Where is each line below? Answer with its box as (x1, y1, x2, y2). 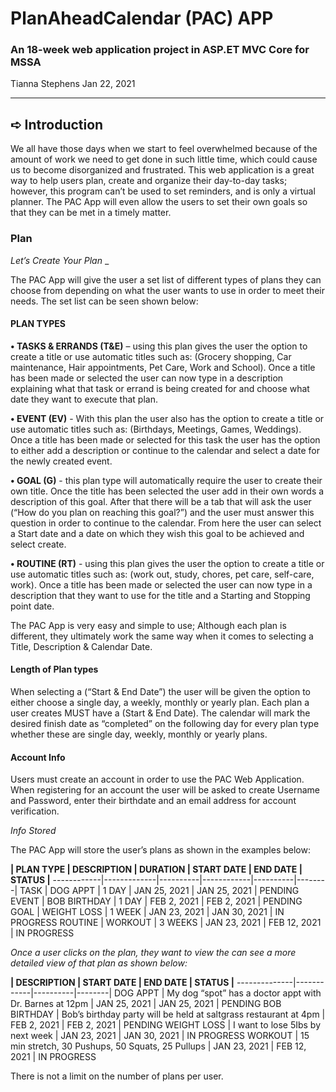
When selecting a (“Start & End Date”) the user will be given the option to (10, 686, 311, 697)
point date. (10, 600, 55, 612)
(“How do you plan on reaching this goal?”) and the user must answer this (10, 506, 315, 518)
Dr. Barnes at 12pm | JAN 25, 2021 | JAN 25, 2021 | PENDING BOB (10, 998, 282, 1010)
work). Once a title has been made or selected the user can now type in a (10, 578, 313, 591)
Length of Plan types (10, 663, 99, 676)
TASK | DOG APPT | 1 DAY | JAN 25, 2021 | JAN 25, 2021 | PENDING (19, 885, 300, 897)
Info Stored (10, 825, 57, 837)
